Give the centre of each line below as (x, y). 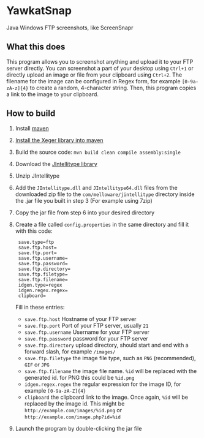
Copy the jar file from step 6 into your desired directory (85, 213)
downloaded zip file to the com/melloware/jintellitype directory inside (105, 194)
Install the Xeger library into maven (59, 140)
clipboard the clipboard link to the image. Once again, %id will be (106, 397)
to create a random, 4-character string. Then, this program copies (113, 88)
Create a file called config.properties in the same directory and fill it (102, 224)
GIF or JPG (37, 364)
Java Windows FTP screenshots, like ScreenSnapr (70, 28)
